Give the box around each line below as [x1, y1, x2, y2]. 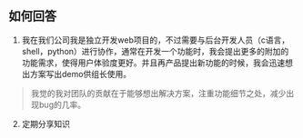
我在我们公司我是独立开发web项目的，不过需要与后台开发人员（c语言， [21, 34, 290, 45]
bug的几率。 [38, 99, 86, 110]
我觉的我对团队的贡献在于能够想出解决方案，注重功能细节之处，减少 [30, 87, 287, 98]
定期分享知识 [21, 118, 70, 129]
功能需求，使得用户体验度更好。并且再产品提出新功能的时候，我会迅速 [21, 57, 286, 68]
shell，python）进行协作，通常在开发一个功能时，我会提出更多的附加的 [21, 45, 289, 56]
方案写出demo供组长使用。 [29, 68, 132, 79]
